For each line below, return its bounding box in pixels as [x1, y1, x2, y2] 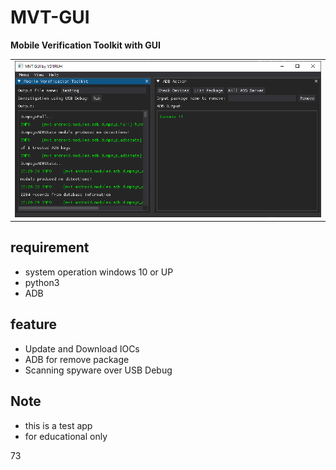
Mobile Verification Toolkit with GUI [10, 39, 161, 51]
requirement [10, 239, 90, 256]
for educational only [24, 430, 108, 442]
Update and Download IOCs [24, 342, 140, 355]
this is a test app [24, 419, 93, 431]
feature [10, 316, 58, 333]
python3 [24, 276, 60, 288]
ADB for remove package [24, 353, 130, 365]
